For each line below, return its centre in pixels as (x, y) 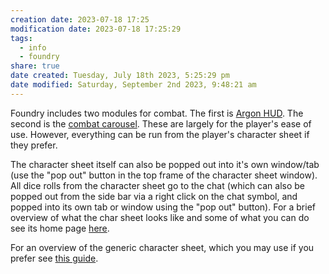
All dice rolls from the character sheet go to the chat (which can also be (158, 185)
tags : (21, 38)
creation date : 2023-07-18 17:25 (80, 19)
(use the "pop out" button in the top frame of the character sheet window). (164, 175)
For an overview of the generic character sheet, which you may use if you (162, 247)
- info (33, 47)
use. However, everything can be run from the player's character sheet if (160, 134)
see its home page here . (60, 228)
